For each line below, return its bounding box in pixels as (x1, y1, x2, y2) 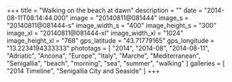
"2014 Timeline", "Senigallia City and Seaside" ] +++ (6, 67, 161, 75)
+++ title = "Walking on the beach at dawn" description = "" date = (6, 6, 203, 14)
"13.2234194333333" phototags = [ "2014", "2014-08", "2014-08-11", (6, 44, 210, 52)
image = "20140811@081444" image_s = (70, 14, 189, 22)
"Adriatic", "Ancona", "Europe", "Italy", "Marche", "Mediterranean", (6, 51, 201, 60)
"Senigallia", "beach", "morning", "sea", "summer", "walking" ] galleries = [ (6, 59, 226, 67)
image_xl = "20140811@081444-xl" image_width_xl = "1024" (6, 29, 184, 37)
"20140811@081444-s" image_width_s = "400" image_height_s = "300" (6, 21, 217, 29)
